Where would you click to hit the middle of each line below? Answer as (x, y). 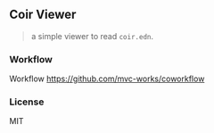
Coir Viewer (43, 15)
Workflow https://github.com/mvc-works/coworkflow (107, 79)
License (27, 102)
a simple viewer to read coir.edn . (92, 36)
